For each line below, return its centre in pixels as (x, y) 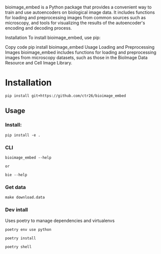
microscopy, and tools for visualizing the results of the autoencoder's (75, 23)
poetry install (21, 238)
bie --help (16, 175)
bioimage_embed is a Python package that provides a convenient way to (79, 7)
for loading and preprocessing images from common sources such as (76, 17)
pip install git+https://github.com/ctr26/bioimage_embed (66, 95)
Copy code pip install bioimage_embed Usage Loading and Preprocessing (80, 47)
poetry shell (18, 247)
